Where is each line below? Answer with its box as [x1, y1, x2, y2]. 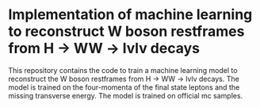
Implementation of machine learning [8, 6, 253, 24]
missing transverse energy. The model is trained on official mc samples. [8, 91, 243, 100]
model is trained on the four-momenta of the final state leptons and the [8, 82, 240, 92]
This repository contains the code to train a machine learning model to [8, 65, 238, 75]
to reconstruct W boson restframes [8, 22, 245, 40]
